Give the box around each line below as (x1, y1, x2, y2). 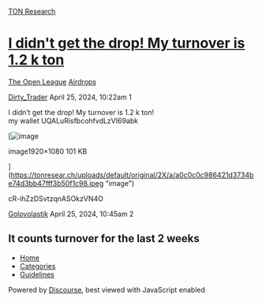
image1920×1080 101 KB (8, 146, 88, 156)
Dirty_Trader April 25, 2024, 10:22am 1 (8, 92, 132, 102)
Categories (19, 261, 56, 270)
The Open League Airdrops (8, 76, 97, 86)
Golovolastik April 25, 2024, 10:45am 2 (8, 209, 134, 218)
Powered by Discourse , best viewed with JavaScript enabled (8, 285, 206, 294)
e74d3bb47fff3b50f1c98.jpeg (8, 178, 104, 188)
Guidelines (19, 270, 55, 279)
